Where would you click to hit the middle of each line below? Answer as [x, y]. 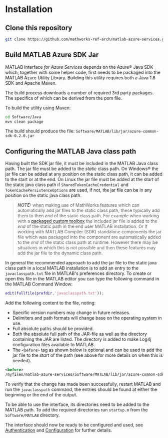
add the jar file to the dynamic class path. [60, 253]
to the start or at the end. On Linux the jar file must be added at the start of [82, 180]
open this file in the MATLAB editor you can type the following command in [82, 279]
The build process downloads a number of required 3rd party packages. [79, 93]
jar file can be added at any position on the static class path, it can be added [84, 174]
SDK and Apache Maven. [31, 83]
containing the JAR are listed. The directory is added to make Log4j [82, 339]
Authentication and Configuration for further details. [59, 430]
